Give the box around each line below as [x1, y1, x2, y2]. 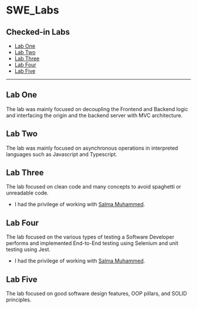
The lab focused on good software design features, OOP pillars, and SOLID [6, 290, 188, 297]
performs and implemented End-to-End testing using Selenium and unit [6, 240, 179, 247]
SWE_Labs [6, 4, 60, 17]
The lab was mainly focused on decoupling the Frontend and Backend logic [6, 105, 189, 112]
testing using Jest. [6, 246, 51, 253]
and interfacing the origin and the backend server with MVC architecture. [6, 112, 183, 119]
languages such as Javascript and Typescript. [6, 150, 117, 157]
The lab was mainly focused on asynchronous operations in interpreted [6, 145, 178, 152]
